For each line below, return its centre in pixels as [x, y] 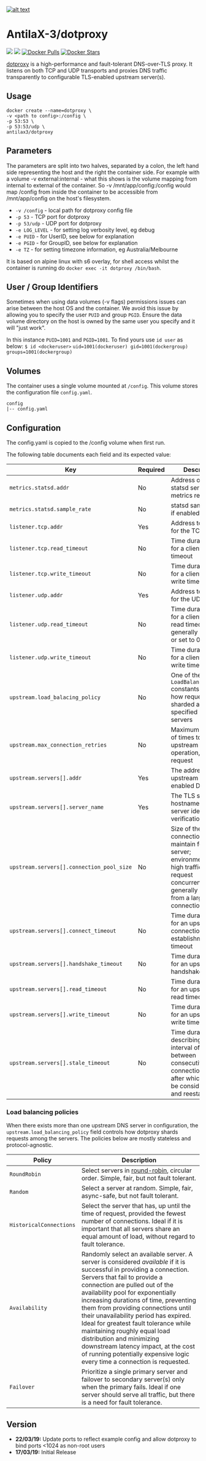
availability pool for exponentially [129, 1293]
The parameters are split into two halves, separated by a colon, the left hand [103, 165]
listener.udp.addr [36, 595]
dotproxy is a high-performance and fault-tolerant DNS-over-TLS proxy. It [99, 64]
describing [186, 1040]
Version [21, 1424]
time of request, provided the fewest [133, 1213]
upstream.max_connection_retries [58, 745]
